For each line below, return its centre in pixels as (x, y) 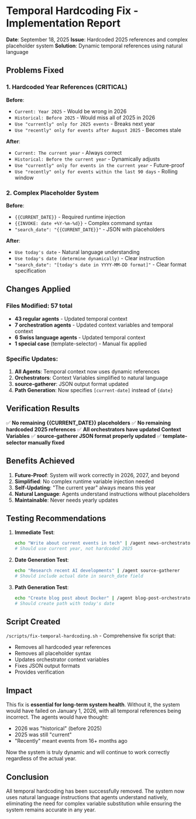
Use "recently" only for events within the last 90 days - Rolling (96, 171)
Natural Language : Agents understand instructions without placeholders (102, 494)
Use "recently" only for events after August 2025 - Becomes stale (98, 130)
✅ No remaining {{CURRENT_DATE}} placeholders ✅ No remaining (89, 423)
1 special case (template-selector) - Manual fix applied (81, 344)
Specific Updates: (32, 359)
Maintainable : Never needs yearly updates (66, 500)
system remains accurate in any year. (51, 810)
